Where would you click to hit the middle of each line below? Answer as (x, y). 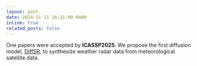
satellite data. (23, 58)
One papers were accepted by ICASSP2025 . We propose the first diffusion (98, 45)
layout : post (22, 12)
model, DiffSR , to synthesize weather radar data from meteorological (90, 52)
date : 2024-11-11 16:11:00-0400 (46, 17)
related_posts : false (33, 28)
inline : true (22, 23)
